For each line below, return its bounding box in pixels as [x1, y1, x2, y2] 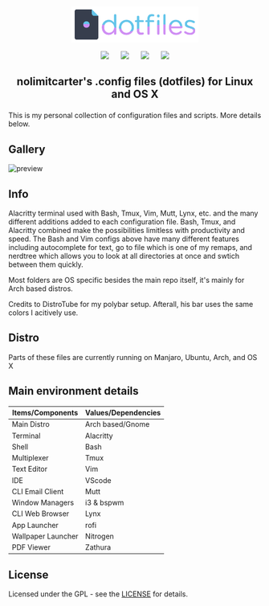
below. [8, 119, 31, 129]
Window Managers [11, 497, 75, 508]
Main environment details [8, 384, 139, 398]
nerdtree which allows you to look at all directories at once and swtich [8, 252, 239, 261]
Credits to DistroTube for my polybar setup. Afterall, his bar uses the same [8, 300, 254, 309]
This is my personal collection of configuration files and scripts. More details [8, 111, 262, 121]
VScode [85, 475, 112, 485]
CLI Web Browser [11, 509, 70, 518]
